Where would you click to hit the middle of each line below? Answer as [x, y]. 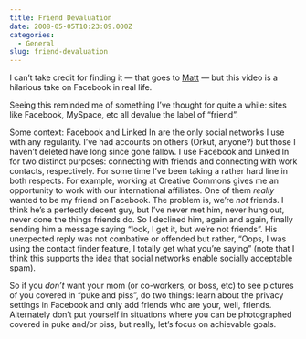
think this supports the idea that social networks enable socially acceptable [151, 258]
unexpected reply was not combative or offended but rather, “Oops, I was [148, 239]
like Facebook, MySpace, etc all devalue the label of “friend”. [124, 115]
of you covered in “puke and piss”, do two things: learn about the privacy [147, 295]
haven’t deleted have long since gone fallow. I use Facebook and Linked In [149, 152]
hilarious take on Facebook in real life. [81, 87]
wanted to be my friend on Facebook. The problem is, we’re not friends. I [147, 200]
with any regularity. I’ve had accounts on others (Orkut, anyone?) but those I [153, 142]
